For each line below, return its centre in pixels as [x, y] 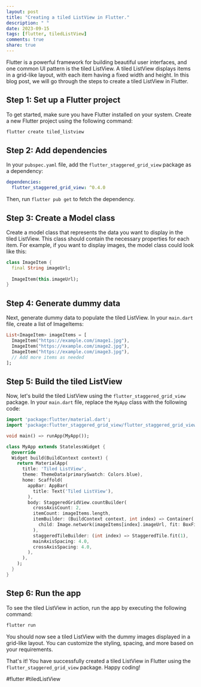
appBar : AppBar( [48, 485]
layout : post [22, 12]
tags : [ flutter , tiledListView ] [46, 34]
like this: [16, 251]
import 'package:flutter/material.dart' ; [59, 420]
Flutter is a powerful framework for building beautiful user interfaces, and [97, 62]
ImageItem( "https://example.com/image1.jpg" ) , [71, 341]
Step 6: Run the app [44, 593]
